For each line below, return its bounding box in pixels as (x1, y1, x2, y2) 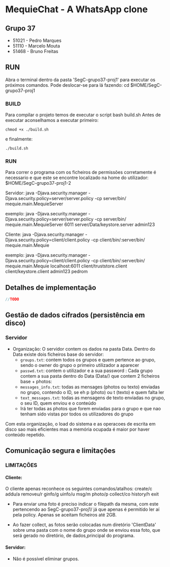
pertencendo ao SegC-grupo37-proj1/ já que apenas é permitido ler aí (12, 506, 160, 512)
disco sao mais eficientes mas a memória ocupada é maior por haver (5, 426, 150, 432)
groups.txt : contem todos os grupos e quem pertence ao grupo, (20, 356, 156, 363)
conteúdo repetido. (5, 431, 46, 437)
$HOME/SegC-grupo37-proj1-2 (5, 180, 71, 186)
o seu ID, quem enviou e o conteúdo (20, 400, 97, 406)
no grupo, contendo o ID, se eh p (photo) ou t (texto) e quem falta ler (20, 389, 164, 395)
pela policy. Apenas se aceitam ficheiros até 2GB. (12, 512, 117, 518)
